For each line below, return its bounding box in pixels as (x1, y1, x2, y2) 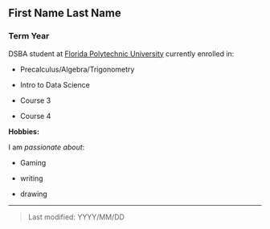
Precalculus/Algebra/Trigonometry (19, 64, 135, 74)
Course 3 (19, 96, 51, 105)
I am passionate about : (8, 142, 85, 152)
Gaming (19, 157, 47, 167)
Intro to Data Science (19, 80, 90, 89)
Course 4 (19, 111, 51, 121)
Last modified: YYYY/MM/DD (27, 212, 125, 222)
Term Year (8, 31, 50, 42)
